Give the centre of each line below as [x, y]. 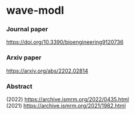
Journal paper [27, 29]
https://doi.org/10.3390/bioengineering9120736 [65, 42]
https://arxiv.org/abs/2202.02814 [47, 71]
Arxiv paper [24, 57]
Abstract [19, 86]
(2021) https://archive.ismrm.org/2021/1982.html [66, 106]
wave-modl [35, 10]
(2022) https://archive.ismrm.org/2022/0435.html [67, 99]
